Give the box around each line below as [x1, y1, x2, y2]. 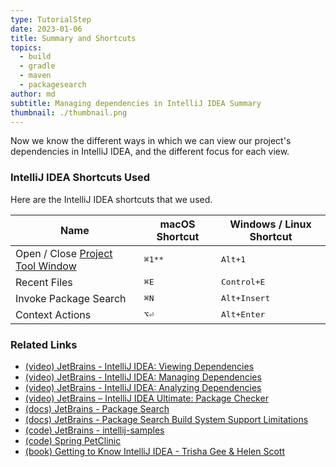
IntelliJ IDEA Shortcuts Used [10, 171, 151, 185]
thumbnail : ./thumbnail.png [10, 107, 128, 118]
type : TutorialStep [10, 14, 92, 25]
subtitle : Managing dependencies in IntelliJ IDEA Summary [10, 98, 262, 108]
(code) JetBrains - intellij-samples [24, 424, 165, 436]
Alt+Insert [221, 293, 271, 304]
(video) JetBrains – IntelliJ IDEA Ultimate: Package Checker [24, 392, 269, 404]
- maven [19, 71, 52, 81]
